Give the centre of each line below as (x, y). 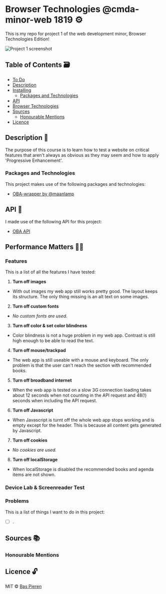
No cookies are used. (34, 450)
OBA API (21, 231)
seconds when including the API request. (55, 401)
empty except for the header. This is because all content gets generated (87, 425)
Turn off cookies (30, 440)
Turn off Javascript (33, 410)
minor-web (28, 20)
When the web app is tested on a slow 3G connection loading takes (82, 390)
